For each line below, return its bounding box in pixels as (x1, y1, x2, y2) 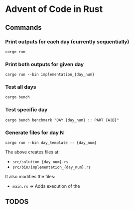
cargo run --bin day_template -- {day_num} (5, 140, 97, 145)
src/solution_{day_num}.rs (12, 160, 69, 165)
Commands (5, 23, 42, 32)
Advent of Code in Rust (5, 3, 103, 15)
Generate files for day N (5, 129, 64, 136)
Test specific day (5, 106, 48, 113)
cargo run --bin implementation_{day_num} (5, 72, 95, 77)
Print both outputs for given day (5, 61, 84, 68)
